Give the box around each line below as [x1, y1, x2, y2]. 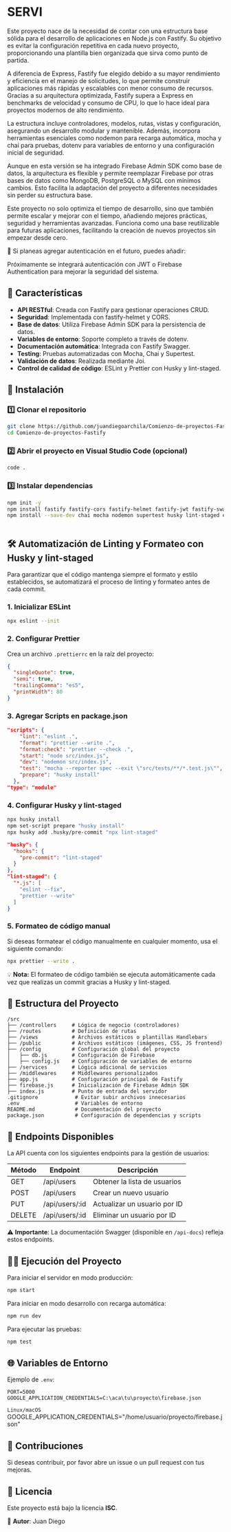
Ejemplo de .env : [7, 1375, 55, 1384]
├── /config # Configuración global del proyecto [7, 1046, 180, 1053]
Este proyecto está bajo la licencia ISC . [7, 1504, 118, 1512]
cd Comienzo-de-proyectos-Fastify [7, 430, 107, 436]
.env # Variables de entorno [7, 1100, 143, 1107]
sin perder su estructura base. [7, 190, 93, 199]
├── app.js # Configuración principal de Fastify [7, 1076, 184, 1083]
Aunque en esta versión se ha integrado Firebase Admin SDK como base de [7, 162, 222, 170]
